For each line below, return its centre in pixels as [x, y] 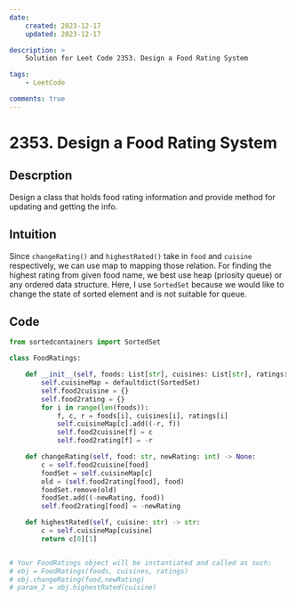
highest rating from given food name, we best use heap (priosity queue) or [146, 275]
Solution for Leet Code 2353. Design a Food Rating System [137, 59]
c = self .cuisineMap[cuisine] [97, 531]
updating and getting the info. [64, 207]
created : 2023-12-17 [63, 26]
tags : [19, 75]
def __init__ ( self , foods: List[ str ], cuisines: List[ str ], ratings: [157, 375]
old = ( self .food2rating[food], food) [113, 482]
